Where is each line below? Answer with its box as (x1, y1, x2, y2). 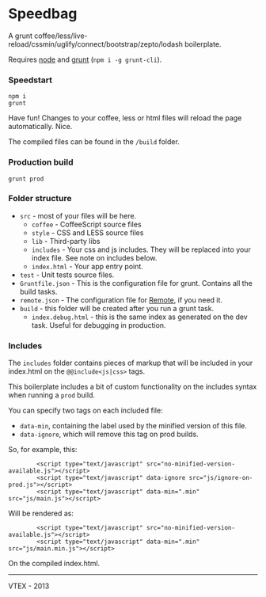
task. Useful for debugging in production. (31, 320, 166, 329)
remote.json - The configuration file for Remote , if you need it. (19, 295, 223, 305)
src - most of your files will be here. (19, 211, 137, 220)
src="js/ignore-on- (188, 474, 253, 482)
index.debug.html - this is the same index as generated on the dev (31, 312, 248, 321)
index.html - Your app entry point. (31, 261, 144, 271)
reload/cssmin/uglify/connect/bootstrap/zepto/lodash (8, 39, 184, 48)
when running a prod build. (8, 390, 96, 400)
